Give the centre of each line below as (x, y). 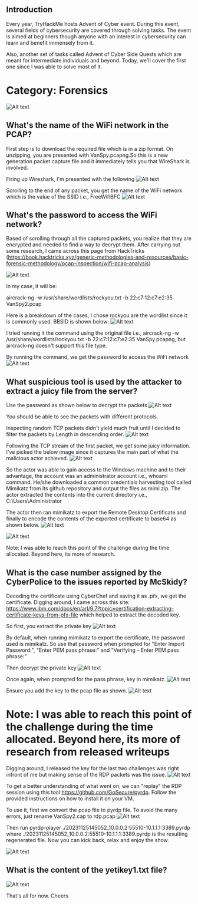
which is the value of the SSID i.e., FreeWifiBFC (63, 196)
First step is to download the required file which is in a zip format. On (90, 149)
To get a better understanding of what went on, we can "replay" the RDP (94, 786)
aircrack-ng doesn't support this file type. (57, 346)
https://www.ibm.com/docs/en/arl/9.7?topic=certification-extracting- (90, 608)
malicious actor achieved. (37, 458)
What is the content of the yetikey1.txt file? (87, 870)
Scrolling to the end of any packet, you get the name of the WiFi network (94, 190)
